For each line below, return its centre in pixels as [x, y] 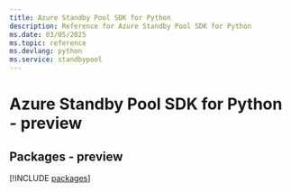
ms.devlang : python [46, 51]
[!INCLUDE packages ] [50, 178]
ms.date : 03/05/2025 [48, 34]
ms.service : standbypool [56, 59]
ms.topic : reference [48, 43]
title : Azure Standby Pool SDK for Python [90, 18]
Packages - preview [66, 156]
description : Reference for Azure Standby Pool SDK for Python [131, 26]
